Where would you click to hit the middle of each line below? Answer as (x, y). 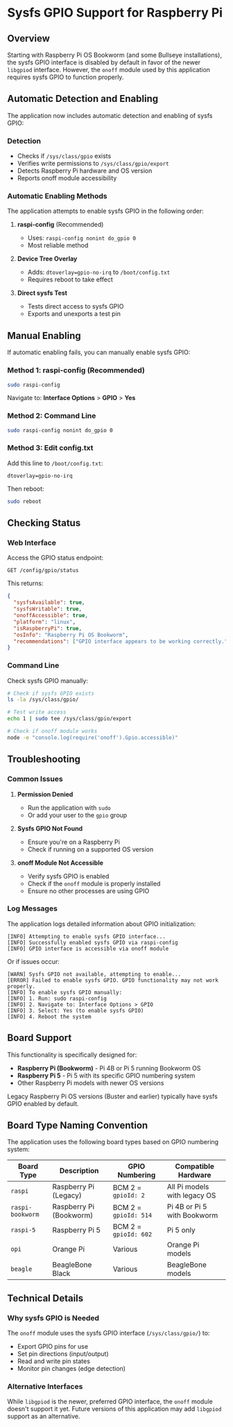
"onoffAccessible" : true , (51, 616)
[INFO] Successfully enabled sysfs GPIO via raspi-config (93, 942)
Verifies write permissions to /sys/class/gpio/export (93, 164)
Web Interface (32, 543)
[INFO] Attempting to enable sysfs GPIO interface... (87, 936)
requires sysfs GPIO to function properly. (66, 77)
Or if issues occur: (34, 961)
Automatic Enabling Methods (57, 196)
